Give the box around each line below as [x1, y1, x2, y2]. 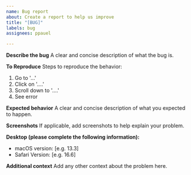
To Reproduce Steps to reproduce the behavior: [6, 63, 122, 70]
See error [14, 93, 38, 100]
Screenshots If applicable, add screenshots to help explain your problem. [6, 122, 185, 129]
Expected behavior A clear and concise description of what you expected [6, 105, 186, 112]
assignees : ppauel [6, 31, 51, 36]
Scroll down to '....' [14, 87, 60, 94]
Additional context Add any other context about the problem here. [6, 163, 167, 170]
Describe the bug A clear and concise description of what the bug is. [6, 52, 174, 59]
